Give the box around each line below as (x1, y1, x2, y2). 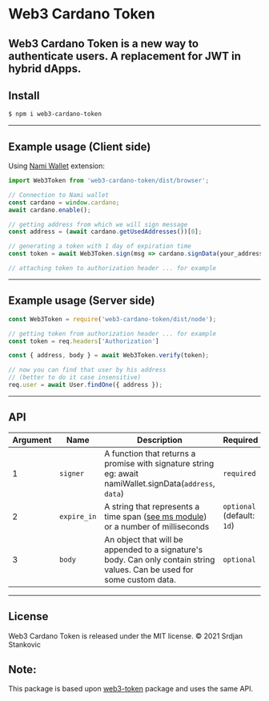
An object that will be (103, 534, 184, 545)
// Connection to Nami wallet (8, 191, 110, 199)
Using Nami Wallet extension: (8, 161, 106, 171)
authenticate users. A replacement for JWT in (8, 49, 242, 62)
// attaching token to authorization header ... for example (8, 264, 217, 272)
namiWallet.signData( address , (103, 477, 215, 489)
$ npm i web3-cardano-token (8, 110, 102, 119)
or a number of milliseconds (103, 521, 210, 532)
